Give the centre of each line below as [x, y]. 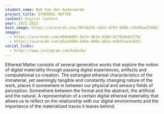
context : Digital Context [31, 19]
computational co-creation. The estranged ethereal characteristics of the [79, 75]
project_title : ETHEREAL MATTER [38, 14]
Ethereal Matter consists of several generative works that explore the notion [82, 65]
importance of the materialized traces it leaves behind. [60, 106]
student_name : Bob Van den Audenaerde [45, 10]
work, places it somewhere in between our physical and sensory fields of [79, 85]
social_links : [20, 46]
